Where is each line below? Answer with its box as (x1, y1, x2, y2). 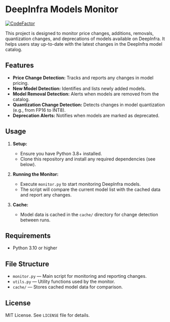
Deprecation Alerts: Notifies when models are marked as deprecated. (12, 112, 160, 118)
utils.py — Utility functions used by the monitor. (12, 278, 115, 285)
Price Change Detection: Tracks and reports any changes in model (12, 75, 154, 81)
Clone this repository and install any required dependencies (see (20, 156, 156, 162)
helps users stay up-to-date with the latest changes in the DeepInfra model (5, 41, 162, 47)
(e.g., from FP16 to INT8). (12, 107, 66, 113)
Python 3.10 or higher (12, 245, 57, 251)
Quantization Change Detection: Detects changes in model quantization (12, 102, 165, 108)
